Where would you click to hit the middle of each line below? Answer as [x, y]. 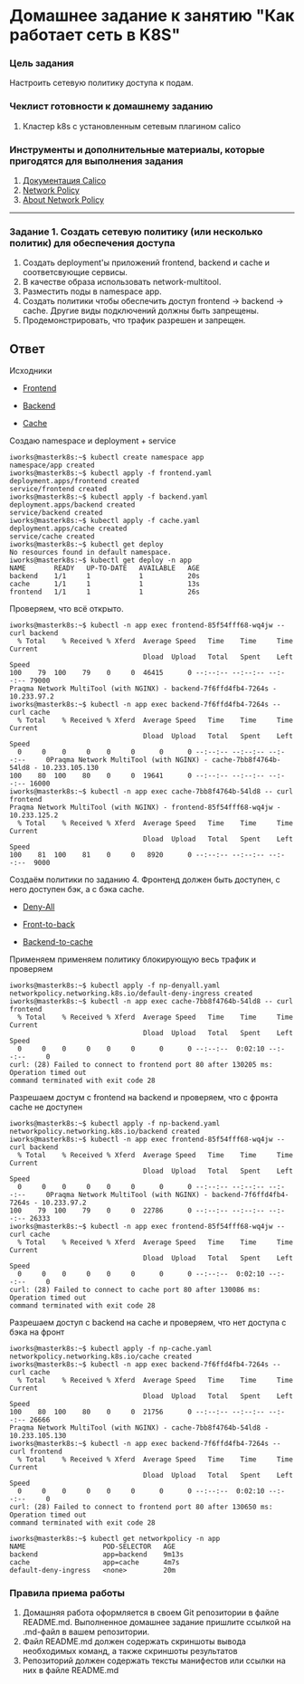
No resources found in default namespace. [90, 553]
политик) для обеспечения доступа [92, 243]
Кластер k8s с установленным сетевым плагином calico [132, 126]
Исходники [31, 371]
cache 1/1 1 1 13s [105, 585]
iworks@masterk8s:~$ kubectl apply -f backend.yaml [109, 497]
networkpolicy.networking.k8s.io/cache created [101, 1357]
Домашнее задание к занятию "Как [152, 16]
